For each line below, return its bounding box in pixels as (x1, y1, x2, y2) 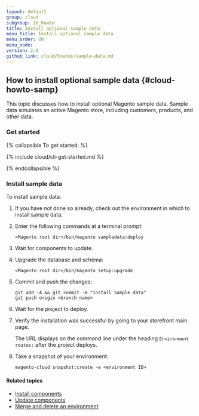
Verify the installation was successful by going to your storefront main (14, 317, 188, 324)
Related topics (6, 377, 43, 384)
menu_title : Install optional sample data (6, 31, 114, 37)
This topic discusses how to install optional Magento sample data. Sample (6, 100, 188, 107)
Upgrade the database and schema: (14, 256, 103, 263)
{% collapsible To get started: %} (6, 141, 88, 149)
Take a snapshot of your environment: (14, 353, 109, 360)
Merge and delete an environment (14, 403, 99, 410)
